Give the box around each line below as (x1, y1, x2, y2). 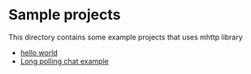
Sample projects (8, 6, 121, 24)
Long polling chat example (19, 56, 110, 66)
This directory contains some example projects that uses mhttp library (8, 32, 244, 42)
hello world (19, 47, 58, 57)
